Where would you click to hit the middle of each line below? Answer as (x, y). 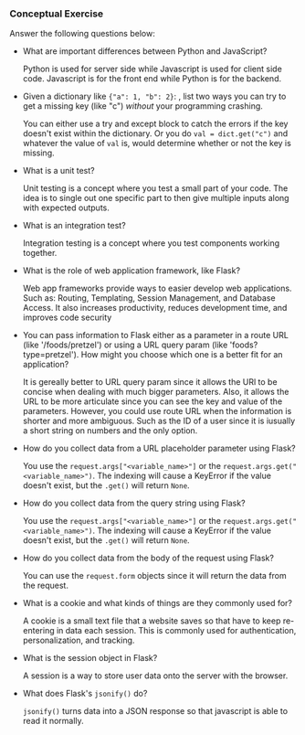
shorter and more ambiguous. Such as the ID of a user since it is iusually (159, 421)
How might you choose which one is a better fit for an (182, 355)
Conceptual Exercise (57, 14)
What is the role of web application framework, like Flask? (131, 271)
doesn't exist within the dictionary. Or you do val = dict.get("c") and (155, 133)
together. (40, 253)
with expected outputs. (66, 208)
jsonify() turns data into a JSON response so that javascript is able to (155, 711)
